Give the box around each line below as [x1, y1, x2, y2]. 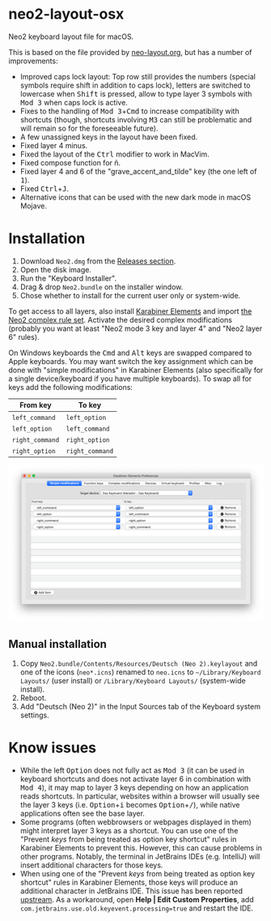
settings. [19, 710, 50, 720]
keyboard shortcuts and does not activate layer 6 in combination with [19, 774, 252, 784]
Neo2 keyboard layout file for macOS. [8, 32, 134, 41]
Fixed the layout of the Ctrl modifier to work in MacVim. [19, 149, 210, 159]
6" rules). [8, 332, 40, 341]
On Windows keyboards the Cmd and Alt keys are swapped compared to [8, 348, 252, 358]
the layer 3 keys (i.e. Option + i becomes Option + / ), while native [19, 800, 240, 810]
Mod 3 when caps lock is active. [19, 97, 128, 107]
